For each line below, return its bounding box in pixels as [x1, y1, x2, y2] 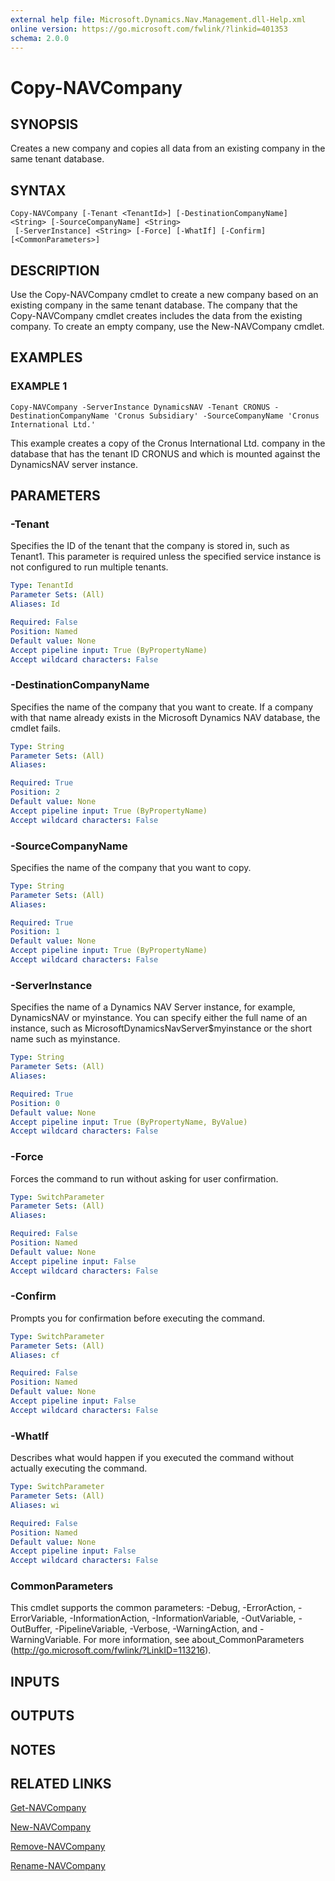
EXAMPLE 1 [10, 379, 68, 393]
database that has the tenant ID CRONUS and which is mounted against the [10, 447, 321, 460]
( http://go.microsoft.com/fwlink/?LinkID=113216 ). [10, 1644, 212, 1656]
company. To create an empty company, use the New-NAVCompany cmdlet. [10, 321, 325, 332]
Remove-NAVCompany [10, 1841, 106, 1853]
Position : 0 [10, 1098, 60, 1108]
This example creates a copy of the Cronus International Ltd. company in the [10, 437, 326, 449]
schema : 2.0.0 [10, 33, 70, 43]
